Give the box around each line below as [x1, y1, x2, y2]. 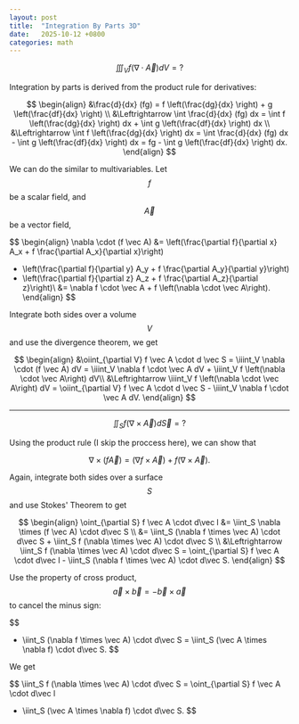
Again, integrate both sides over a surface [9, 472, 163, 482]
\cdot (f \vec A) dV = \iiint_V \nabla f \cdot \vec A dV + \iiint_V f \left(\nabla [13, 364, 286, 374]
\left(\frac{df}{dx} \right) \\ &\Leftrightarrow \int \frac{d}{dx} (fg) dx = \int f [12, 109, 287, 119]
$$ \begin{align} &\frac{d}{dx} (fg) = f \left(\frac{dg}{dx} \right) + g [26, 99, 273, 110]
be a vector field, [9, 219, 72, 230]
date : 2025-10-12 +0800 [9, 29, 105, 38]
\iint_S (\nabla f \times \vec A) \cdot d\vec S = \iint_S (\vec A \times [21, 634, 267, 645]
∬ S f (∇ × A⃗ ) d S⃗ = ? [112, 418, 187, 431]
